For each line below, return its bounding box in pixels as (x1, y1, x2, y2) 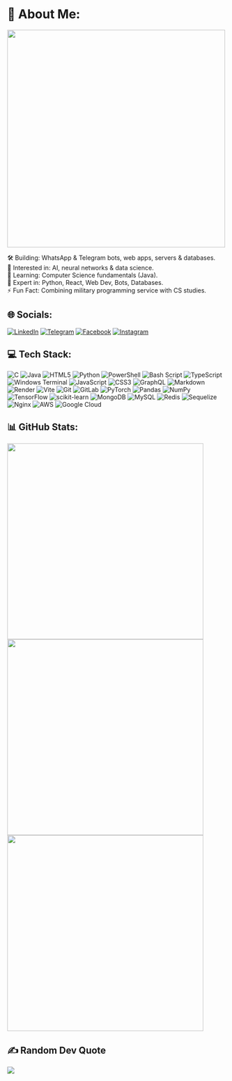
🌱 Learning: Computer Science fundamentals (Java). (7, 271, 158, 279)
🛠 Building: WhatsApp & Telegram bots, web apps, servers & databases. (7, 254, 216, 262)
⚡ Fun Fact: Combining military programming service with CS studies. (7, 286, 207, 295)
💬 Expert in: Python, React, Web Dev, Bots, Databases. (7, 278, 164, 286)
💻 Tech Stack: (7, 348, 72, 361)
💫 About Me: (7, 6, 81, 22)
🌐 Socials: (7, 309, 53, 321)
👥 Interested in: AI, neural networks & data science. (7, 263, 155, 272)
